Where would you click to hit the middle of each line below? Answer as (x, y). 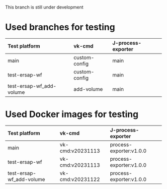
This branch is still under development (44, 7)
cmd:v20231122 (80, 179)
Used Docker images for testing (72, 114)
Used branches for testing (60, 27)
